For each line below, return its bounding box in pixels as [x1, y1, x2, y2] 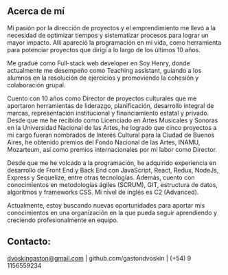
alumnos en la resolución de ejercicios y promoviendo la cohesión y [7, 74, 199, 82]
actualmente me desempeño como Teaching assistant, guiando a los [7, 66, 202, 74]
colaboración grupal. [7, 80, 66, 89]
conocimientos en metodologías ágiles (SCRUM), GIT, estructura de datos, [7, 180, 218, 188]
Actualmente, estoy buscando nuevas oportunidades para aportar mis [7, 201, 205, 209]
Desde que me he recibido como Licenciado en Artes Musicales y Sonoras [7, 116, 218, 124]
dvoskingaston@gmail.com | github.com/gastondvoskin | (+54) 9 [7, 254, 192, 262]
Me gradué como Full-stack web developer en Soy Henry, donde [7, 58, 190, 67]
